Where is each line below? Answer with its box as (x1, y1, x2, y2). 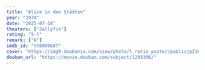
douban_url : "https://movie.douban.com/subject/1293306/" (6, 54, 157, 60)
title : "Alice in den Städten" (6, 9, 86, 15)
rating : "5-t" (6, 32, 43, 38)
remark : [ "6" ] (6, 37, 43, 43)
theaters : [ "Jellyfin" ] (6, 26, 67, 32)
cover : (6, 49, 23, 55)
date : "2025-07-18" (6, 20, 56, 26)
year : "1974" (6, 15, 40, 21)
